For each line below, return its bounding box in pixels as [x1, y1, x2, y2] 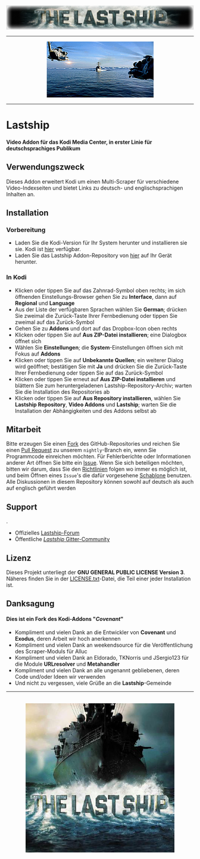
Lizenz [6, 553, 32, 563]
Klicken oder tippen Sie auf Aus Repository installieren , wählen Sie [14, 394, 181, 401]
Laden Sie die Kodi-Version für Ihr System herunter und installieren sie [14, 239, 187, 246]
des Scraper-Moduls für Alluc [14, 647, 87, 655]
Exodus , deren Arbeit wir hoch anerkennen [14, 635, 121, 642]
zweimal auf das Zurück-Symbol [14, 319, 95, 326]
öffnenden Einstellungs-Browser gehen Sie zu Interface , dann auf [14, 293, 177, 300]
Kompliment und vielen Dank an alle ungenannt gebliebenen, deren [14, 666, 180, 673]
